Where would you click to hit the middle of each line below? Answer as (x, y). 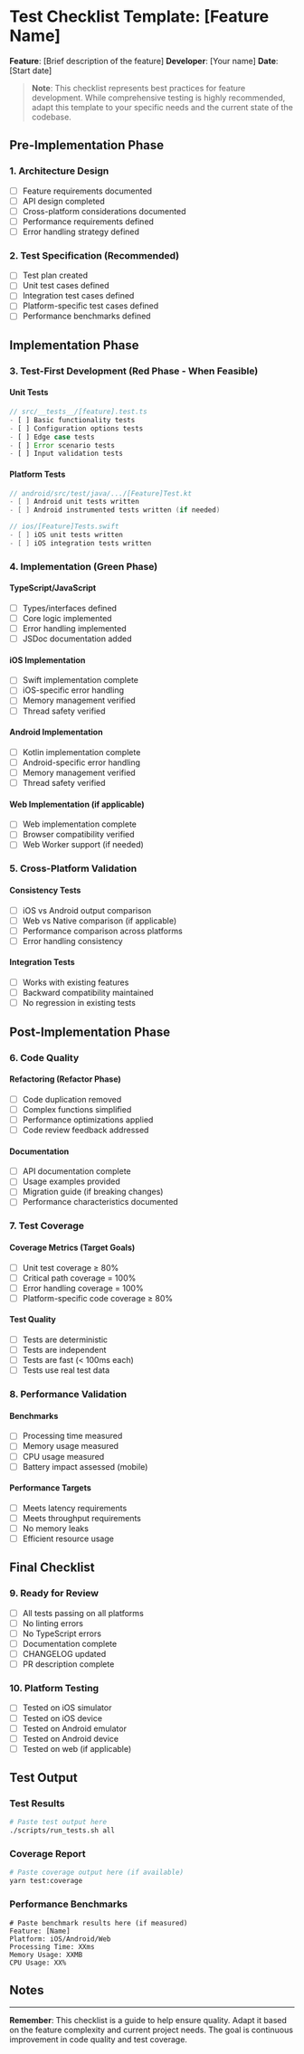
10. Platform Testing (54, 1689)
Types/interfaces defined (70, 608)
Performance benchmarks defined (86, 316)
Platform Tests (38, 474)
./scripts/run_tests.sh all (62, 1831)
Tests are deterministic (65, 1339)
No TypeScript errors (62, 1633)
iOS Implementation (47, 660)
